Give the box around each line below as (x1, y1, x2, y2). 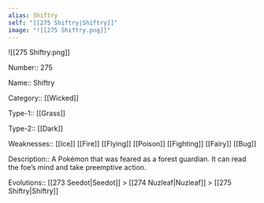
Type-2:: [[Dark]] (8, 124, 63, 134)
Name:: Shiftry (8, 78, 55, 87)
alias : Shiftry (8, 11, 58, 20)
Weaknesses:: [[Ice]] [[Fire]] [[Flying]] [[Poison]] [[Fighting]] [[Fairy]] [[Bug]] (8, 139, 257, 149)
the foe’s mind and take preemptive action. (8, 163, 147, 172)
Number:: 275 (8, 63, 53, 72)
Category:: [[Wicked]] (8, 94, 79, 103)
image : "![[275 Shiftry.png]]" (8, 26, 111, 34)
